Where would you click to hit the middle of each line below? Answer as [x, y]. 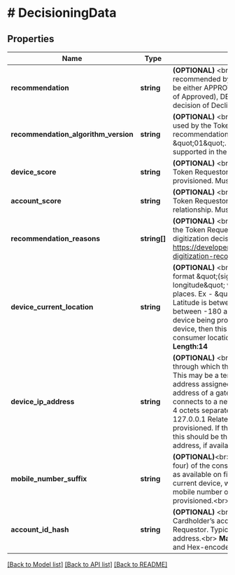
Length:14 [190, 346]
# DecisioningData [62, 13]
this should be [195, 437]
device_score [34, 172]
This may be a [195, 375]
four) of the [191, 466]
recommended [197, 79]
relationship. [193, 210]
